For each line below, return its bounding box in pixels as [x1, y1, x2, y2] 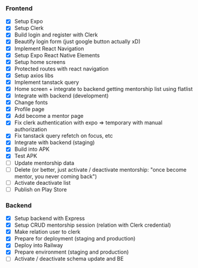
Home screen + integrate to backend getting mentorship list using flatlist [14, 85, 193, 92]
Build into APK [14, 145, 50, 153]
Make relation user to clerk [14, 229, 81, 236]
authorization [14, 126, 47, 133]
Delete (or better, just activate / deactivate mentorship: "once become [14, 166, 187, 173]
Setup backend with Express [14, 215, 85, 222]
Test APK [14, 153, 37, 160]
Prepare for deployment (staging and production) [14, 235, 136, 242]
